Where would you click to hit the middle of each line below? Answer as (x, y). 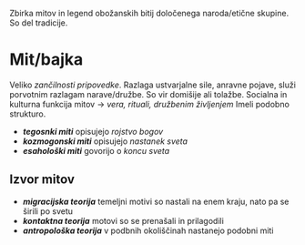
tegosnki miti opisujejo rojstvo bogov (93, 131)
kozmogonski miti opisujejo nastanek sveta (105, 141)
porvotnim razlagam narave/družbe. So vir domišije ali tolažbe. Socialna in (148, 94)
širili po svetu (48, 211)
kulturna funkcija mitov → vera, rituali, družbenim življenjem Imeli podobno (149, 104)
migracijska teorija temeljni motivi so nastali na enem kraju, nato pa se (156, 201)
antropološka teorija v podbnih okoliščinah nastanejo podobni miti (148, 230)
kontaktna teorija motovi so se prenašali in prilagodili (123, 220)
